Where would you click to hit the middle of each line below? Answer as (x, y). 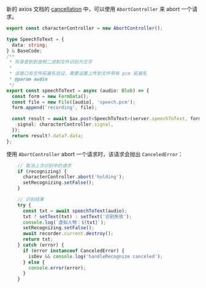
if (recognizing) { (42, 171)
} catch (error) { (41, 245)
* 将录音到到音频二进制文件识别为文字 (51, 62)
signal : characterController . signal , (66, 124)
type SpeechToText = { (35, 39)
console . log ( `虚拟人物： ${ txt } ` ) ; (64, 222)
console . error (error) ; (57, 268)
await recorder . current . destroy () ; (68, 234)
